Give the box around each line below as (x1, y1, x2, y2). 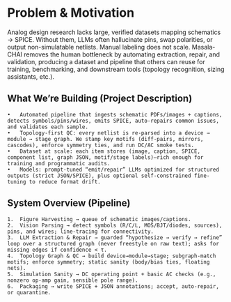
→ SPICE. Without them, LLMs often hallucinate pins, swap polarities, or (7, 35, 214, 43)
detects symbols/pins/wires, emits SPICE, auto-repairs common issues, (7, 117, 219, 124)
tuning (7, 178, 26, 186)
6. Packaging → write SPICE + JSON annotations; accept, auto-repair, (7, 282, 219, 290)
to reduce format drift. (29, 178, 101, 186)
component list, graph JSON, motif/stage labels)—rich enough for (7, 153, 204, 161)
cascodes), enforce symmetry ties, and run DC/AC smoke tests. (7, 142, 195, 149)
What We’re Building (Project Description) (7, 93, 193, 105)
